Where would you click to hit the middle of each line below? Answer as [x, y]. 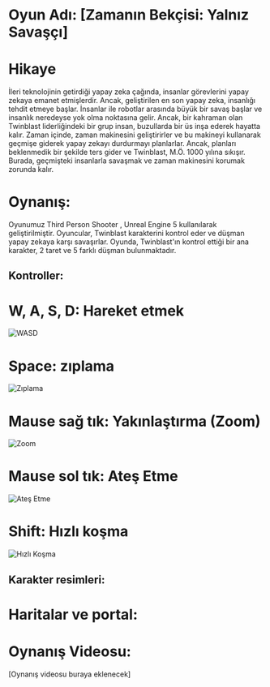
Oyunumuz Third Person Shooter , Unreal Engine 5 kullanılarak [113, 225]
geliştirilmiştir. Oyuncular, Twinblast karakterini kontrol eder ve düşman [126, 234]
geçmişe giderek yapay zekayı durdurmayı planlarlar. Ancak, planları [122, 144]
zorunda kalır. [31, 170]
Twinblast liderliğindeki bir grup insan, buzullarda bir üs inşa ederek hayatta [135, 127]
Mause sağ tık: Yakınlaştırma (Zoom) [135, 421]
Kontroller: [36, 276]
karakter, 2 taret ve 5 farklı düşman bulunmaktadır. [92, 251]
